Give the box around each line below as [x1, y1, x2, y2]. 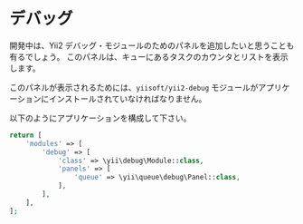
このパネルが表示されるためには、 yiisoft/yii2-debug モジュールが [9, 82, 259, 93]
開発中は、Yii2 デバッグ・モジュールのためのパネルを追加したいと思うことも [9, 40, 295, 51]
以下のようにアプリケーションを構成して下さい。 [9, 112, 192, 123]
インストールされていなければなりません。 [48, 93, 207, 104]
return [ [9, 131, 43, 140]
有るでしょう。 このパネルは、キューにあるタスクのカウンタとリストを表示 [9, 51, 289, 62]
